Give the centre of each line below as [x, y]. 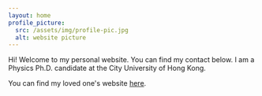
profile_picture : [37, 23]
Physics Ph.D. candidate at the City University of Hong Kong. [107, 68]
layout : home [30, 15]
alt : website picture [51, 37]
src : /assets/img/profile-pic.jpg [72, 30]
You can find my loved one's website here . [77, 83]
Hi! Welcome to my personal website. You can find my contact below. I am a [131, 60]
